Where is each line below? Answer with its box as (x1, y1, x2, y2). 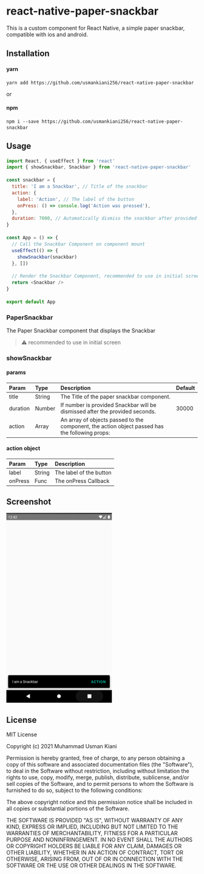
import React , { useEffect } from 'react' (6, 158, 115, 164)
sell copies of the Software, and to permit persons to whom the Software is (6, 780, 194, 788)
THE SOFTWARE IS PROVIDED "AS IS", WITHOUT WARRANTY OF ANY (6, 817, 183, 824)
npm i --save (6, 118, 39, 125)
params (6, 369, 26, 376)
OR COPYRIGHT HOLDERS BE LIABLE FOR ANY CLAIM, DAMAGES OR (6, 842, 182, 850)
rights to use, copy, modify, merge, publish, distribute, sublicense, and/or (6, 774, 189, 781)
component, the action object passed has (60, 423, 164, 430)
